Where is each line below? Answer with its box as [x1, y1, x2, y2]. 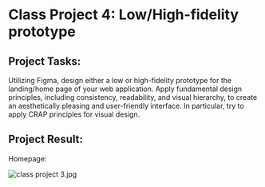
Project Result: [8, 133, 84, 146]
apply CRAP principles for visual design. [8, 109, 140, 119]
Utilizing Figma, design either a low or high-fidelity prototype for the [8, 76, 232, 85]
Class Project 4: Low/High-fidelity [8, 6, 239, 24]
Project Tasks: [8, 54, 81, 68]
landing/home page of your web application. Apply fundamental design [8, 84, 243, 93]
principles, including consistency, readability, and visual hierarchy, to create [8, 93, 258, 101]
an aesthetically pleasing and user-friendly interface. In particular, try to [8, 101, 245, 110]
